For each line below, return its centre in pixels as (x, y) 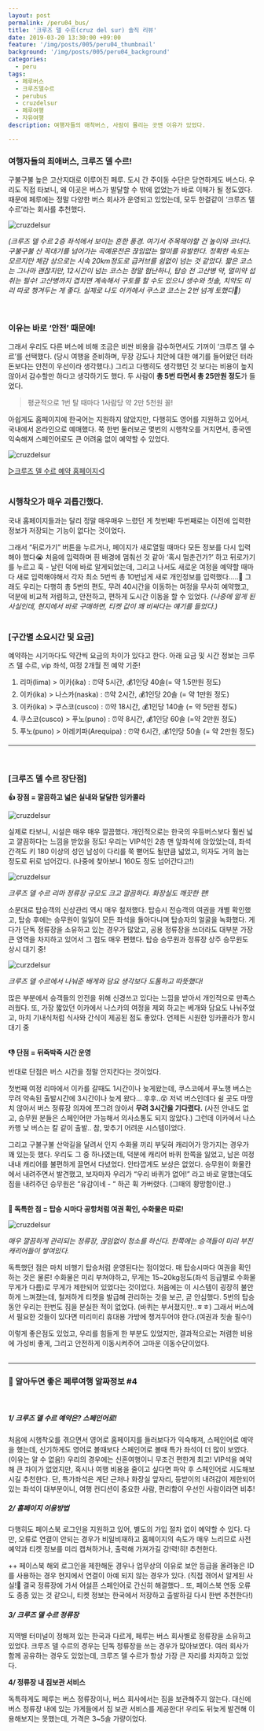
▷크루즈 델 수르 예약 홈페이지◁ (56, 471)
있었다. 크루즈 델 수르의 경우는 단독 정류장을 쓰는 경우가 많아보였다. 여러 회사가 (128, 1646)
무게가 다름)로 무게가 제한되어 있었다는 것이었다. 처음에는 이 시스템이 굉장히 (124, 1287)
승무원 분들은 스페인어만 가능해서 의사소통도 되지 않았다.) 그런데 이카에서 (130, 1118)
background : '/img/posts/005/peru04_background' (89, 52)
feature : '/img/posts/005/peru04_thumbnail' (82, 45)
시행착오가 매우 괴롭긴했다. (56, 502)
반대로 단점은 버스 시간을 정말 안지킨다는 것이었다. (85, 1072)
